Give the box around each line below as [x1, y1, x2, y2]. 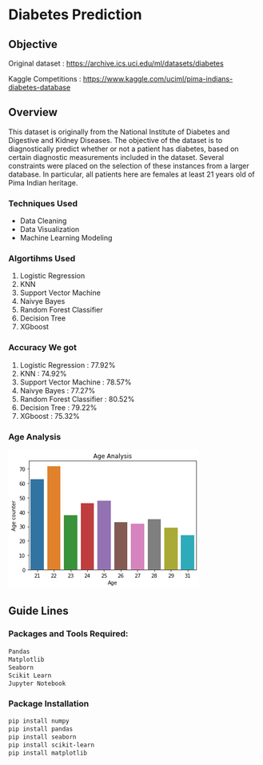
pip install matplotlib [8, 749, 88, 757]
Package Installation [8, 698, 90, 709]
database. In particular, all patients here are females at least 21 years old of [8, 169, 256, 179]
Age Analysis [8, 431, 62, 442]
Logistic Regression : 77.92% [19, 360, 116, 369]
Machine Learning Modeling [19, 233, 113, 243]
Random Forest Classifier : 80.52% [19, 394, 135, 404]
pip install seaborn [8, 733, 78, 741]
